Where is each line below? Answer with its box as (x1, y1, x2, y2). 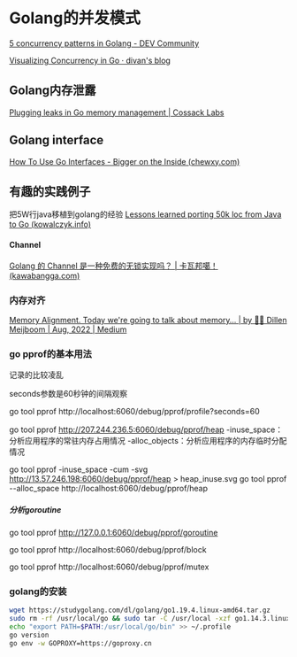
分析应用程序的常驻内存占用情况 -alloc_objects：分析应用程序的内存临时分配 (9, 436, 287, 446)
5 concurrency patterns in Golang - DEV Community (9, 37, 200, 49)
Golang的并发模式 (9, 8, 141, 28)
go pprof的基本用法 (9, 347, 93, 359)
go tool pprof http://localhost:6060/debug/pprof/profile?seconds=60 (9, 406, 261, 417)
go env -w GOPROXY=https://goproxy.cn (9, 638, 152, 647)
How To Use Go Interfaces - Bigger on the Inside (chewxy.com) (9, 156, 240, 166)
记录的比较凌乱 (9, 369, 64, 381)
